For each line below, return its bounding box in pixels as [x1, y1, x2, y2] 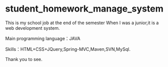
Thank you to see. [5, 56, 43, 62]
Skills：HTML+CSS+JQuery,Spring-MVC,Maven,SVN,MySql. [5, 46, 131, 52]
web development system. [5, 25, 60, 31]
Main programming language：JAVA [5, 35, 80, 41]
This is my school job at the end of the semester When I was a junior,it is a [5, 20, 159, 26]
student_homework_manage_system [5, 3, 163, 15]
